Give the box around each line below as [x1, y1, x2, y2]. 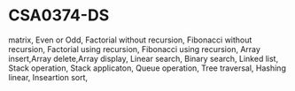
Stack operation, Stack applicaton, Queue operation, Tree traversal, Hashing [8, 63, 287, 73]
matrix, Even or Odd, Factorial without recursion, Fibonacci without [8, 34, 252, 45]
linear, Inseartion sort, [8, 72, 89, 82]
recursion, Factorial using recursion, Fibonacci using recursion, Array [8, 43, 260, 54]
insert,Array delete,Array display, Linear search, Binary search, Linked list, [8, 53, 279, 64]
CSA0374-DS [8, 5, 110, 26]
